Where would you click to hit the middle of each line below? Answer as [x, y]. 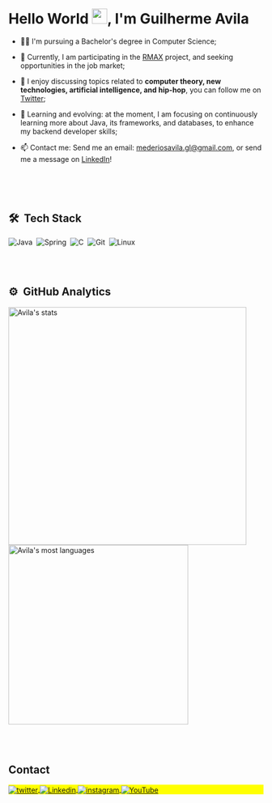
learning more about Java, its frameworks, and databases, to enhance [137, 122]
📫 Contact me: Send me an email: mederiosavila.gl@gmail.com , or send [141, 147]
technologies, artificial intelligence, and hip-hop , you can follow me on [140, 90]
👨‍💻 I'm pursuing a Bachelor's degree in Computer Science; [118, 41]
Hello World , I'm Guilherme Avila [129, 19]
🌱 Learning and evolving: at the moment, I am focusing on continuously [139, 114]
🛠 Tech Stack [45, 219]
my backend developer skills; [69, 131]
